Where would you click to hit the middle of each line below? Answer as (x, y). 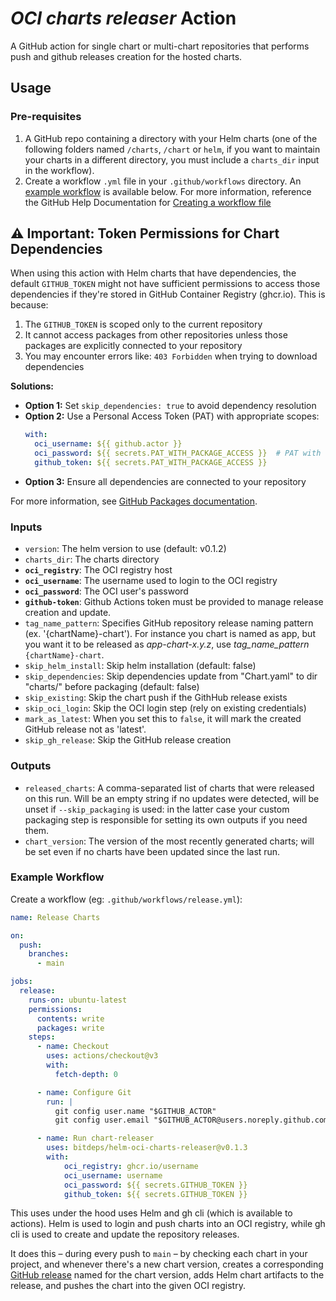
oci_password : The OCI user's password (106, 591)
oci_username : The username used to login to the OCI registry (151, 581)
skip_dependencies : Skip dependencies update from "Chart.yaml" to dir (171, 676)
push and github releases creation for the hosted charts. (126, 56)
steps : (42, 1037)
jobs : (21, 982)
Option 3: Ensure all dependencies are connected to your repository (165, 481)
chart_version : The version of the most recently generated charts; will (169, 841)
